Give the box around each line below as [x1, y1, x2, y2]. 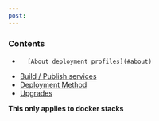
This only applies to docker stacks [8, 103, 124, 113]
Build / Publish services [19, 71, 97, 80]
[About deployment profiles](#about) [27, 57, 153, 65]
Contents [8, 37, 45, 49]
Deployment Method [19, 80, 87, 89]
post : [8, 11, 26, 20]
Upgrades [19, 88, 53, 98]
